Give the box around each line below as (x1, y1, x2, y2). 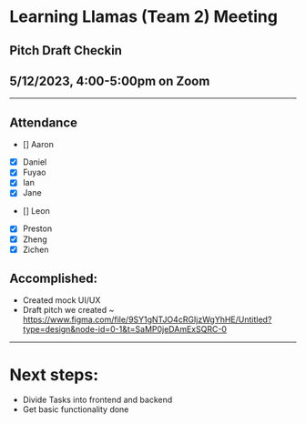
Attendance (9, 115, 78, 130)
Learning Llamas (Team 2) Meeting (9, 6, 278, 27)
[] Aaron (22, 139, 55, 150)
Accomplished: (9, 271, 98, 287)
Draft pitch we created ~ (22, 305, 115, 316)
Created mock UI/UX (22, 295, 101, 306)
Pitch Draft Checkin (9, 43, 123, 58)
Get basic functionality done (22, 404, 129, 415)
